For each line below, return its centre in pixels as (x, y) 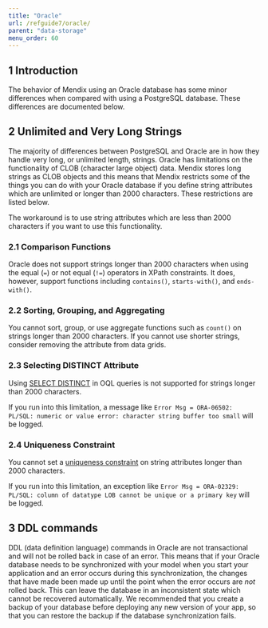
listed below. (29, 202)
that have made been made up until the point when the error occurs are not (132, 582)
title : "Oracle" (35, 16)
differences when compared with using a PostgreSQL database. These (124, 98)
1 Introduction (43, 70)
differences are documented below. (67, 107)
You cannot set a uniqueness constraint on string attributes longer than (125, 462)
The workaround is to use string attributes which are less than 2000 (120, 218)
